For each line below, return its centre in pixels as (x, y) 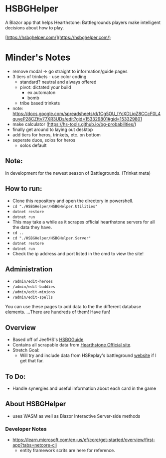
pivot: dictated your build (45, 87)
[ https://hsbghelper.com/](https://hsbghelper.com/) (58, 37)
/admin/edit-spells (33, 297)
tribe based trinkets (40, 103)
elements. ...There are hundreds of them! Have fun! (58, 312)
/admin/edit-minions (34, 292)
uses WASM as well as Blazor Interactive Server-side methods (76, 416)
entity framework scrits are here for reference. (68, 451)
